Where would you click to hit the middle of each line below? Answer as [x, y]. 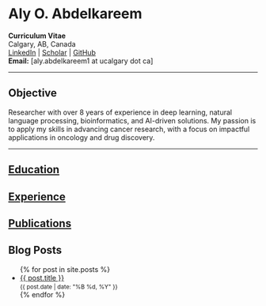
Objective [33, 93]
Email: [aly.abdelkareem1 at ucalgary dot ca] [81, 61]
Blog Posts [35, 250]
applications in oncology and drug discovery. [82, 137]
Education [34, 170]
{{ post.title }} [42, 278]
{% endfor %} [42, 294]
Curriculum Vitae [37, 36]
